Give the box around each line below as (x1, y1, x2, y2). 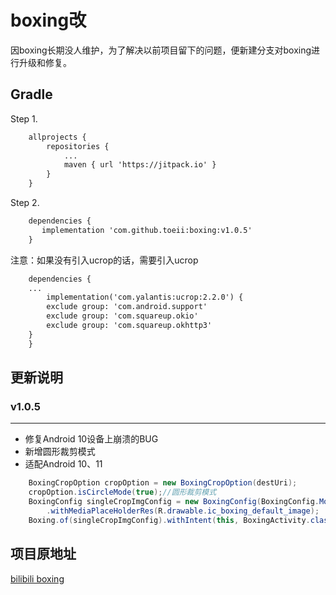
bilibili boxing (10, 572, 65, 585)
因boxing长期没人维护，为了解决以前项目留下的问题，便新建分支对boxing (10, 44, 312, 56)
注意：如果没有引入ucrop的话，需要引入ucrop (10, 254, 199, 266)
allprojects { (28, 132, 87, 142)
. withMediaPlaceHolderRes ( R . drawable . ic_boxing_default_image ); (46, 506, 320, 516)
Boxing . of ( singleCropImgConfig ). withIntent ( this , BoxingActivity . (28, 515, 311, 525)
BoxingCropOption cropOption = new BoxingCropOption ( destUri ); (28, 478, 298, 488)
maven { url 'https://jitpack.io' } (63, 160, 217, 170)
